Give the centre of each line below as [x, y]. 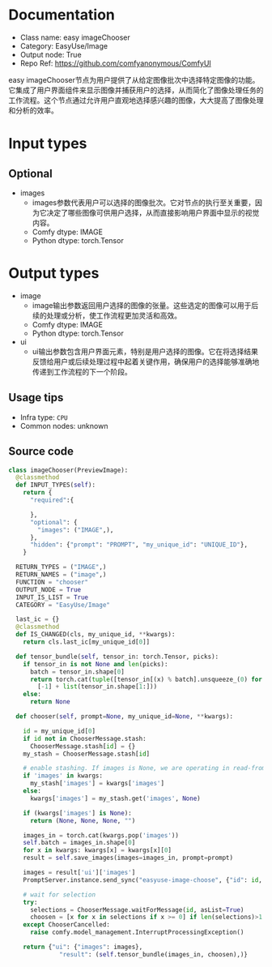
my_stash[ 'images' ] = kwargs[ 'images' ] [97, 784]
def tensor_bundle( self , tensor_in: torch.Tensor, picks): [117, 657]
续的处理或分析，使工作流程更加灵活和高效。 [107, 315]
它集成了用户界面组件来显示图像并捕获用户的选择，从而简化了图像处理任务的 [136, 90]
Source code [41, 451]
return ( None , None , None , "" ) [83, 820]
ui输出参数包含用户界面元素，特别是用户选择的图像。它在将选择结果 [145, 351]
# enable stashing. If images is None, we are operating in [126, 768]
